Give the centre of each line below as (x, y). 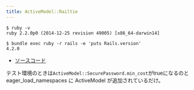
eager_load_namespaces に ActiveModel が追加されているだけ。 (85, 80)
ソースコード (30, 60)
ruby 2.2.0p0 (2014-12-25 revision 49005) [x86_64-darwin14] (83, 33)
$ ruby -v (18, 28)
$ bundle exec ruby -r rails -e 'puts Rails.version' (74, 43)
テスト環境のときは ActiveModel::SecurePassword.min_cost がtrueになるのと (98, 73)
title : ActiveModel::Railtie (42, 12)
